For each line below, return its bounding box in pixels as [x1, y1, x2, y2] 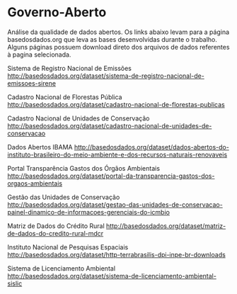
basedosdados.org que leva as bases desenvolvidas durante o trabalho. [7, 35, 218, 43]
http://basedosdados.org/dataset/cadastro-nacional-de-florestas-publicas [7, 100, 225, 108]
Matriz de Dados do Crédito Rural [7, 221, 105, 230]
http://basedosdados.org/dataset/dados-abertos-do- [74, 142, 230, 151]
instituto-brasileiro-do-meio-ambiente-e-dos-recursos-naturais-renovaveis [7, 150, 228, 159]
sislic [7, 279, 23, 288]
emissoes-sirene [7, 79, 57, 87]
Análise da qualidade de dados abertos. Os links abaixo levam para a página [7, 28, 230, 36]
